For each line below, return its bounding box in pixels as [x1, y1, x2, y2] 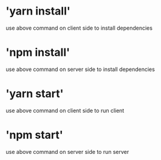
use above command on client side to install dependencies [5, 24, 153, 32]
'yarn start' [5, 87, 64, 101]
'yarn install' [5, 4, 71, 18]
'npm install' [5, 45, 70, 59]
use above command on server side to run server [5, 148, 129, 155]
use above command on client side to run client [5, 107, 125, 114]
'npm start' [5, 128, 63, 142]
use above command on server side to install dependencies [5, 65, 156, 73]
